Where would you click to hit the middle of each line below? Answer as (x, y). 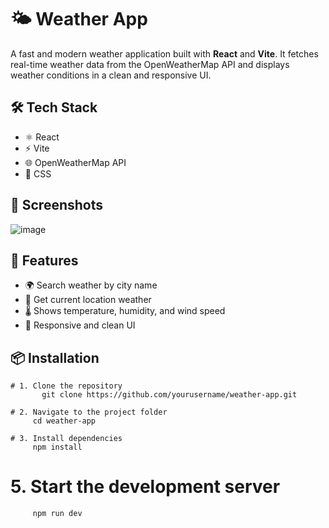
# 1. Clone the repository (66, 386)
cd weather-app (64, 421)
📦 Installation (55, 357)
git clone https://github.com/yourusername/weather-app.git (169, 395)
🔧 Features (44, 260)
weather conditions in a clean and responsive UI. (111, 75)
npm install (57, 447)
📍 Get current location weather (88, 300)
